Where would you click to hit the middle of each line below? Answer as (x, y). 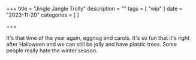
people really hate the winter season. (52, 50)
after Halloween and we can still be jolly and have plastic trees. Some (92, 44)
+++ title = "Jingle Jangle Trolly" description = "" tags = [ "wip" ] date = (94, 9)
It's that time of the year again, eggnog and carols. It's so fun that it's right (98, 38)
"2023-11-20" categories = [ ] (43, 15)
